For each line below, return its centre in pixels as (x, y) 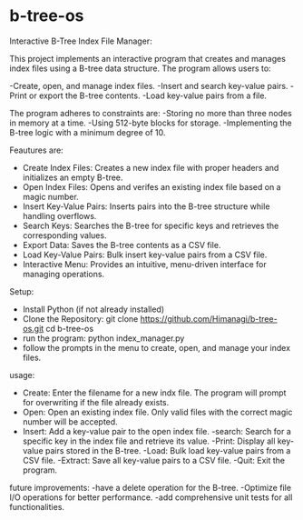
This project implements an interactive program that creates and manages (147, 58)
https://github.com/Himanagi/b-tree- (209, 318)
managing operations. (64, 274)
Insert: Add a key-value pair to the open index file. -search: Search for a (157, 431)
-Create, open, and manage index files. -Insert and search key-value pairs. (149, 85)
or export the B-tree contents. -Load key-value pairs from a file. (148, 95)
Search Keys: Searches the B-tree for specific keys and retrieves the (151, 225)
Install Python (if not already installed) (93, 309)
